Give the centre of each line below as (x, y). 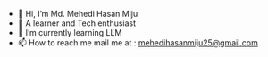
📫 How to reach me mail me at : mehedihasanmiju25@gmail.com (138, 43)
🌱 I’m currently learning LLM (70, 33)
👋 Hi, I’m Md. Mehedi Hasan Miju (78, 14)
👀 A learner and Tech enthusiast (77, 23)
